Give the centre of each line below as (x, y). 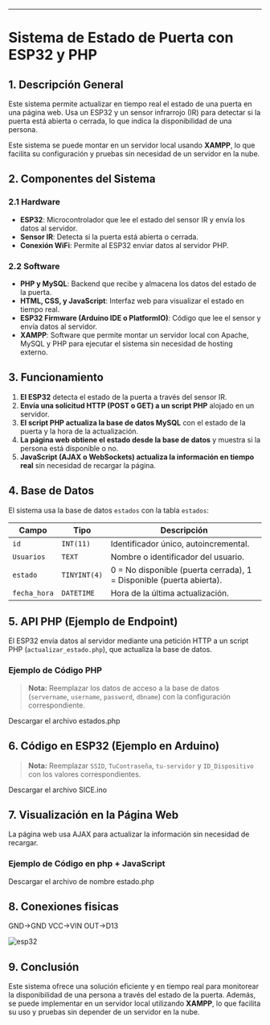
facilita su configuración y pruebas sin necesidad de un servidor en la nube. (134, 154)
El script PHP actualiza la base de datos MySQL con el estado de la (133, 422)
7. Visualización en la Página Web (94, 815)
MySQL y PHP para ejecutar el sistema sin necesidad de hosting (126, 343)
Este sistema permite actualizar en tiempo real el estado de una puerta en (130, 104)
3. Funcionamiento (56, 378)
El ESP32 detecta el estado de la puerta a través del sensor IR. (123, 396)
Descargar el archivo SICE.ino (57, 790)
